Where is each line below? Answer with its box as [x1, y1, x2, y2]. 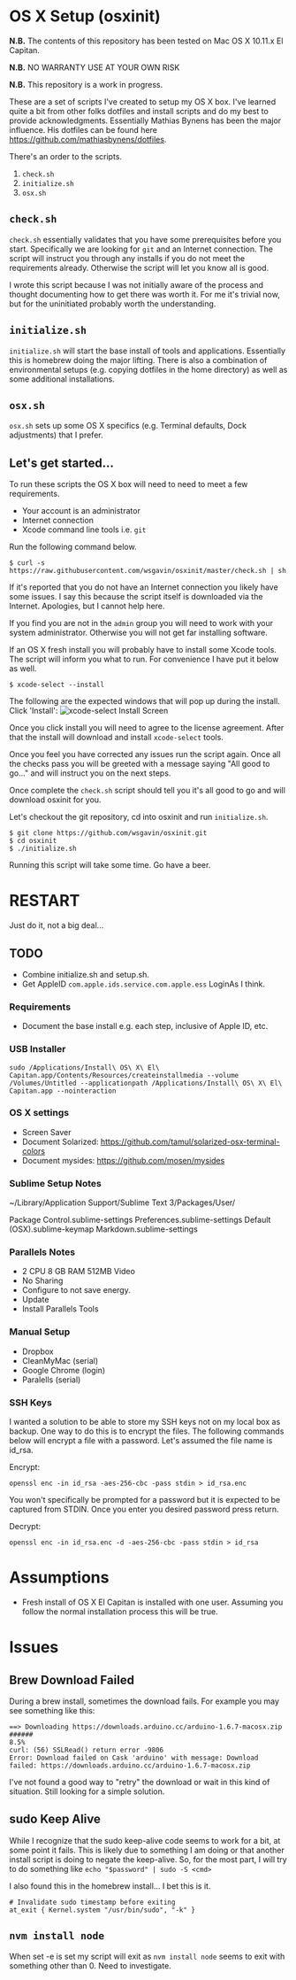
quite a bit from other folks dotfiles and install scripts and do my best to [9, 105, 269, 116]
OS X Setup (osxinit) [9, 6, 161, 27]
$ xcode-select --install [9, 680, 104, 690]
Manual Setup [9, 1326, 71, 1338]
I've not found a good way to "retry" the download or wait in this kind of [9, 1776, 270, 1787]
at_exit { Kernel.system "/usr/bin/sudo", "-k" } [9, 1906, 196, 1914]
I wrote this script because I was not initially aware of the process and [9, 279, 263, 290]
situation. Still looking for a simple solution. [9, 1786, 165, 1797]
